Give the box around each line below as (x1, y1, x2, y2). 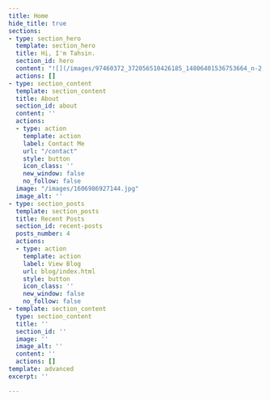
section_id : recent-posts (15, 222, 103, 230)
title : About (15, 95, 60, 103)
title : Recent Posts (15, 215, 85, 223)
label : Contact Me (23, 139, 85, 148)
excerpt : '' (8, 373, 49, 381)
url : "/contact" (23, 147, 78, 155)
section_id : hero (15, 57, 74, 65)
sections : (8, 27, 42, 35)
